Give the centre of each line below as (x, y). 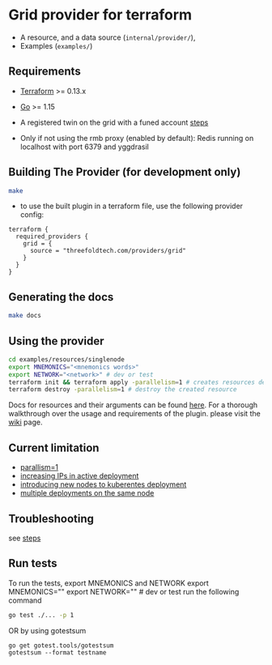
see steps (25, 538)
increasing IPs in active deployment (79, 476)
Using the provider (56, 341)
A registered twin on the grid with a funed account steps (114, 122)
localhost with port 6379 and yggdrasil (85, 147)
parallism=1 (39, 467)
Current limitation (54, 448)
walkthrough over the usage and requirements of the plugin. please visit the (134, 414)
